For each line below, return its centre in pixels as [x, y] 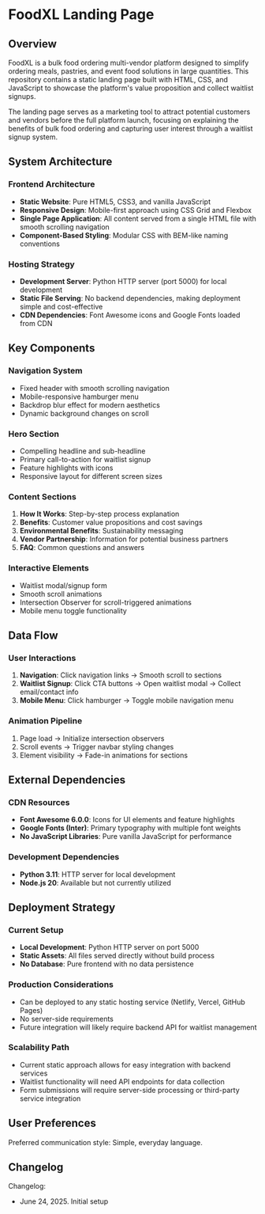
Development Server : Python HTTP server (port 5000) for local [123, 281]
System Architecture [60, 162]
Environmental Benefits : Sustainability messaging [101, 531]
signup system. [33, 137]
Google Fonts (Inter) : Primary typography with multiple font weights [130, 828]
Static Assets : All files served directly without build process [117, 956]
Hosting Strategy [41, 264]
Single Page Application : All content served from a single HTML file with [138, 218]
